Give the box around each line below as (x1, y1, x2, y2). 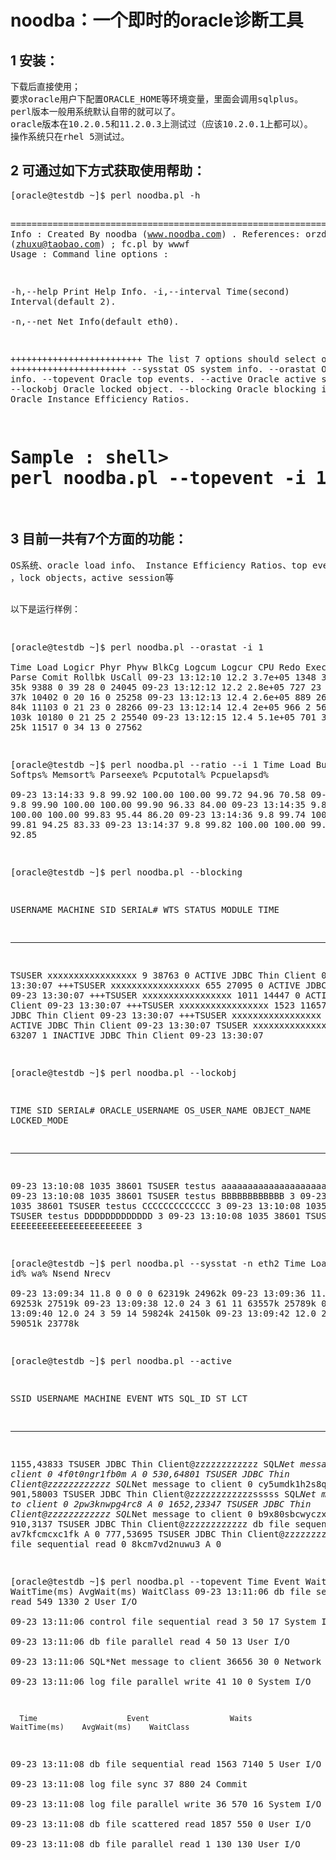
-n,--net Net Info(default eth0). (10, 316, 180, 327)
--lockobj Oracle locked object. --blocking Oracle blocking (10, 383, 317, 395)
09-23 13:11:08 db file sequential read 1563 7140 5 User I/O (10, 1758, 322, 1770)
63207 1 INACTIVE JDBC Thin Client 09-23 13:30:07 (10, 1029, 264, 1041)
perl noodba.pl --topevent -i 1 (10, 467, 327, 489)
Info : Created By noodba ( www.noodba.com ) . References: (10, 228, 301, 240)
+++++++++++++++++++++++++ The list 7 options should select (10, 353, 317, 365)
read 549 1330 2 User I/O (10, 1596, 138, 1607)
